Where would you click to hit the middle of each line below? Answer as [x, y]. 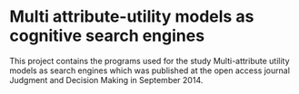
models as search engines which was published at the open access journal [150, 70]
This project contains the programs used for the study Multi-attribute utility [149, 61]
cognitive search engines [107, 36]
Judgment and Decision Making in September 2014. [106, 80]
